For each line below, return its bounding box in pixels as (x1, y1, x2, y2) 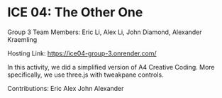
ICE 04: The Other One (7, 4, 143, 21)
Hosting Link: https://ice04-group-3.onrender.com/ (7, 49, 157, 58)
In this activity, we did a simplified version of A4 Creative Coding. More (7, 62, 215, 71)
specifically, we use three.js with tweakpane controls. (7, 70, 165, 79)
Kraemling (7, 35, 38, 43)
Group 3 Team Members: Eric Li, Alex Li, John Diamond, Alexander (7, 28, 202, 36)
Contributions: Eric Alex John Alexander (7, 84, 124, 92)
